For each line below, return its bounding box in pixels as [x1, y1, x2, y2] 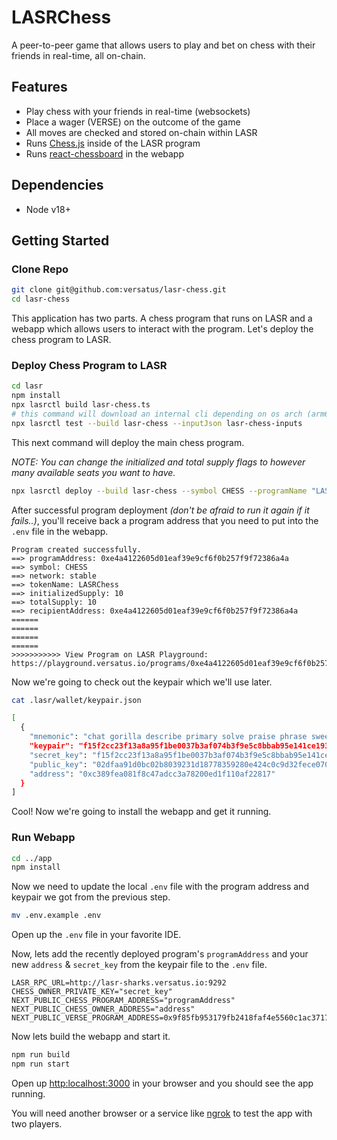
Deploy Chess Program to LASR [11, 358, 168, 372]
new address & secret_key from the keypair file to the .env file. [11, 959, 268, 971]
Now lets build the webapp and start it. [11, 1031, 171, 1043]
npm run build [11, 1050, 71, 1060]
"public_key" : [29, 759, 88, 770]
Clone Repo [11, 262, 69, 276]
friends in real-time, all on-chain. [11, 49, 146, 61]
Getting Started [11, 232, 110, 249]
